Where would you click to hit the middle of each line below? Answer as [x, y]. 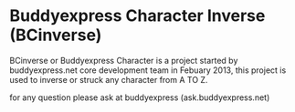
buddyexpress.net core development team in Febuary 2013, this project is [148, 70]
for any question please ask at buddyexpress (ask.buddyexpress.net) [140, 97]
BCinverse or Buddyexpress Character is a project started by [124, 60]
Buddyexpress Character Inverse [137, 16]
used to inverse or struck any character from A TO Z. [109, 79]
